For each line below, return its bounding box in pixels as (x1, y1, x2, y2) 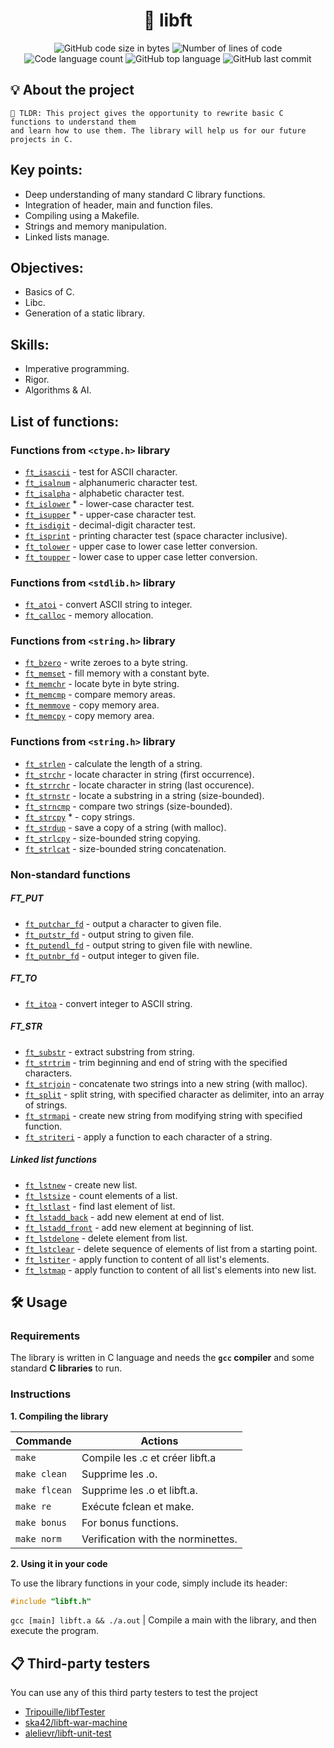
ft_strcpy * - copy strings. (24, 810, 136, 823)
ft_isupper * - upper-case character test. (24, 508, 197, 520)
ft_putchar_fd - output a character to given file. (24, 917, 222, 929)
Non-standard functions (10, 867, 131, 881)
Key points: (10, 162, 83, 179)
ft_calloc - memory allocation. (24, 609, 154, 621)
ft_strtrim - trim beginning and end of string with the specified (24, 1056, 288, 1068)
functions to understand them (10, 117, 137, 127)
